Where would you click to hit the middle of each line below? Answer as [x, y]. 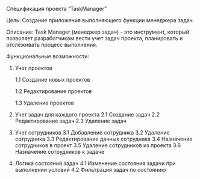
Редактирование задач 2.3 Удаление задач [70, 121]
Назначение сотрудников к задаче [60, 152]
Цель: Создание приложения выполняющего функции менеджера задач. [100, 20]
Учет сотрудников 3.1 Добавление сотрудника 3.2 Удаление [92, 132]
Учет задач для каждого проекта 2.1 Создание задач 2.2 [87, 114]
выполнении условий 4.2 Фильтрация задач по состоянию [90, 170]
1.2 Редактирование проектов [53, 91]
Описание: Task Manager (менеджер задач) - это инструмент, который [98, 32]
